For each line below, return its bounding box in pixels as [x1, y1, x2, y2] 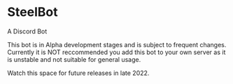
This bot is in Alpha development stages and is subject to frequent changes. [7, 40, 227, 49]
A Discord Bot [7, 27, 48, 35]
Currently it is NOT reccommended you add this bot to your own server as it [7, 48, 226, 56]
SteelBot [7, 4, 58, 20]
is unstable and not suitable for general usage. [7, 55, 141, 63]
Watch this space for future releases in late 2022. [7, 69, 150, 77]
